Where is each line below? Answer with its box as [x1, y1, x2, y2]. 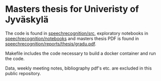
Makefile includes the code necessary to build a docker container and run [5, 50, 157, 56]
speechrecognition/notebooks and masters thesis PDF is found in [5, 36, 139, 41]
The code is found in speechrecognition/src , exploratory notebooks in [5, 30, 148, 36]
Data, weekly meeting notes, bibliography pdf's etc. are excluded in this [5, 65, 152, 71]
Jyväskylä [5, 14, 49, 25]
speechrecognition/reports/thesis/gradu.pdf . [5, 40, 97, 46]
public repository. [5, 70, 41, 76]
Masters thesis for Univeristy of [5, 3, 139, 15]
